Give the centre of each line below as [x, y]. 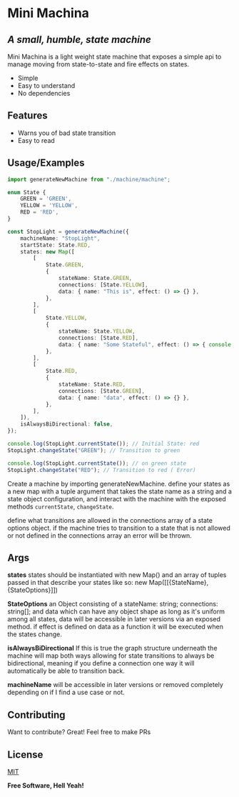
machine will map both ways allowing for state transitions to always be [111, 656]
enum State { [27, 192]
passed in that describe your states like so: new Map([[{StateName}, [108, 583]
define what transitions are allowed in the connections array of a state [110, 520]
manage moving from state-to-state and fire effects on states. [98, 64]
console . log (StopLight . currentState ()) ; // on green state [97, 463]
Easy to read [36, 140]
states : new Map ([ [47, 251]
